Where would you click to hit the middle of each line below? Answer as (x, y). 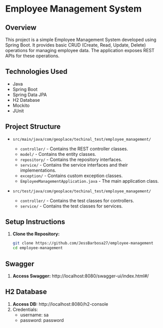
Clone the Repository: (36, 234)
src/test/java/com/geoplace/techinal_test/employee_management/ (82, 191)
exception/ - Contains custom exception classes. (71, 176)
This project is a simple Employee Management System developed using (81, 39)
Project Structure (33, 127)
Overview (21, 28)
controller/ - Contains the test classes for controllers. (77, 200)
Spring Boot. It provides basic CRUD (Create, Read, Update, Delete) (76, 45)
